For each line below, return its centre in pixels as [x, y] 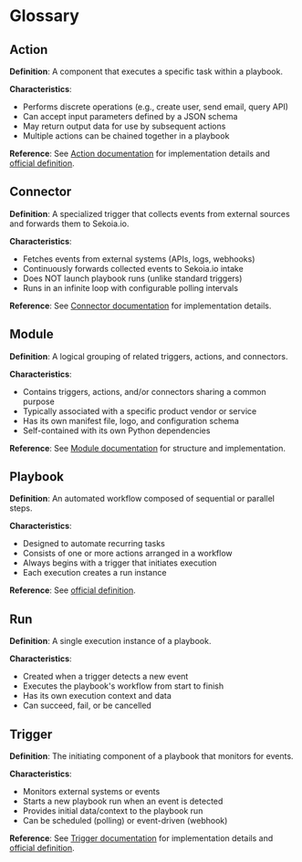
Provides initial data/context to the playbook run [113, 811]
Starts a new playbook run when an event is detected [123, 801]
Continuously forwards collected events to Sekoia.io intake [133, 268]
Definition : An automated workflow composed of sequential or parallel [142, 499]
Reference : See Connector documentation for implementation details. [141, 306]
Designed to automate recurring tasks [94, 544]
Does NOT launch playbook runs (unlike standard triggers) [132, 278]
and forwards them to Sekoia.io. [69, 223]
